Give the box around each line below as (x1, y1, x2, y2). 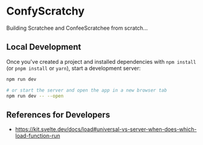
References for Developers (6, 109, 111, 120)
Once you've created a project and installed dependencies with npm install (6, 58, 196, 65)
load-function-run (15, 132, 61, 140)
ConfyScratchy (6, 4, 85, 18)
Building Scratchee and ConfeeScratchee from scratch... (6, 24, 148, 32)
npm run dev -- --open (6, 93, 64, 99)
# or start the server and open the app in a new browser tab (6, 87, 167, 93)
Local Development (6, 42, 81, 52)
